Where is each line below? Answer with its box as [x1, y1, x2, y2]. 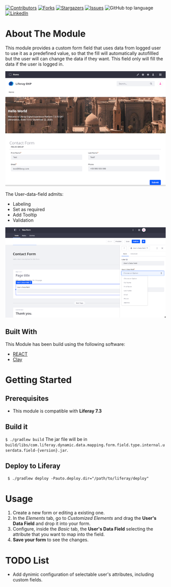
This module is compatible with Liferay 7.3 [12, 407, 102, 414]
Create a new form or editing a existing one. [12, 510, 105, 516]
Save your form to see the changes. [12, 537, 89, 543]
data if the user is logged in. [5, 61, 64, 67]
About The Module [5, 28, 86, 40]
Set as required [12, 206, 45, 212]
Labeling [12, 201, 31, 207]
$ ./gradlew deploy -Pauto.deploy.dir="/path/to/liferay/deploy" [7, 476, 149, 481]
